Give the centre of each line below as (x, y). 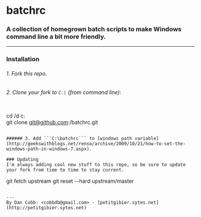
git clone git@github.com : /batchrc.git (52, 122)
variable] (147, 138)
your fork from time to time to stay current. (65, 170)
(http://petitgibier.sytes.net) (46, 208)
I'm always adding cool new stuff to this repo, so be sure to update (96, 165)
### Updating (22, 159)
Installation (23, 59)
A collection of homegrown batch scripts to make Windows (94, 29)
